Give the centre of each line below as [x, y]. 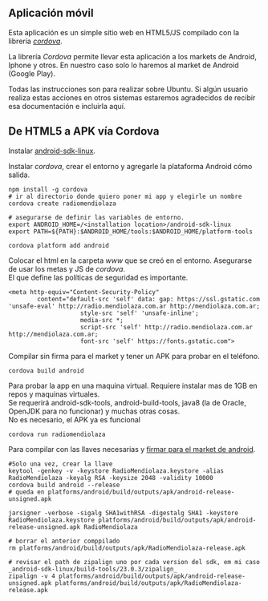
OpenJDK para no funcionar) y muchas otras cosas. [94, 411]
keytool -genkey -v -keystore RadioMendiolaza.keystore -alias [116, 471]
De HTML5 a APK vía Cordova [84, 131]
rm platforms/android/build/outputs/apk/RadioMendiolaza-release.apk [127, 548]
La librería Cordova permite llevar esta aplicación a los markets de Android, [132, 56]
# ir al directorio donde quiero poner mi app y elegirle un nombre [125, 196]
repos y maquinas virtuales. [54, 394]
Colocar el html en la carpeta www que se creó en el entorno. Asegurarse [130, 260]
